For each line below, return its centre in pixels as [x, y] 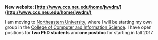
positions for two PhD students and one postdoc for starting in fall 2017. [79, 32]
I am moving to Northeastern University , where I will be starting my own [78, 22]
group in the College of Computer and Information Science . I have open [78, 27]
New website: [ [21, 7]
